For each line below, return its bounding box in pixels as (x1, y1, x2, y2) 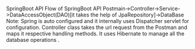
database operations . (6, 37, 60, 43)
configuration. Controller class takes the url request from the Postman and (6, 24, 188, 31)
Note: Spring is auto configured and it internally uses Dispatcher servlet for (6, 18, 190, 24)
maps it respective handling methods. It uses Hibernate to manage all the (6, 30, 185, 37)
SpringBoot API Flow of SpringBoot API (6, 5, 102, 12)
